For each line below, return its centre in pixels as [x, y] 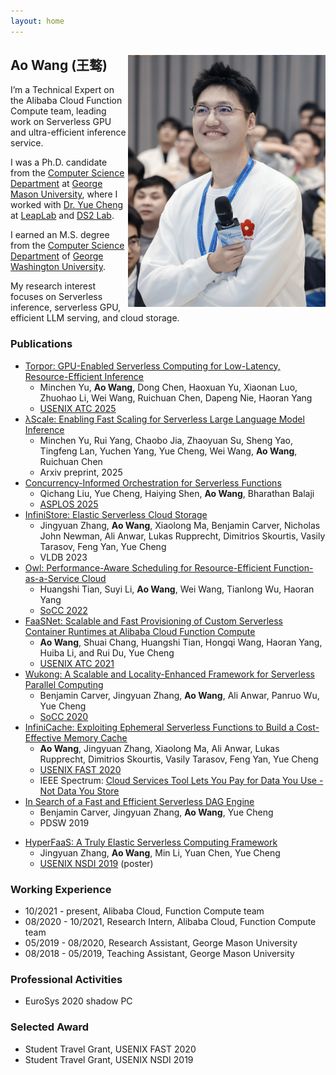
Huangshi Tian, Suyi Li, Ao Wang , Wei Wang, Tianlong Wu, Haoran [177, 589]
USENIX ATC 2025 [78, 408]
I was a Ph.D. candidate [59, 162]
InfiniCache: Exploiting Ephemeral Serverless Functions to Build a [159, 727]
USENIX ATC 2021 [77, 663]
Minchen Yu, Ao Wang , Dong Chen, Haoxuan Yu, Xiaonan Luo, [168, 387]
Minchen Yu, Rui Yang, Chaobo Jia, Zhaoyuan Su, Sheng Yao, [166, 440]
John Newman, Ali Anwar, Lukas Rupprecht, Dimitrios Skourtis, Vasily [182, 536]
